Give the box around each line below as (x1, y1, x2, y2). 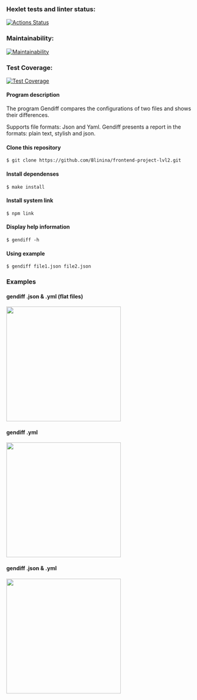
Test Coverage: (6, 63, 53, 72)
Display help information (6, 223, 70, 231)
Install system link (6, 197, 54, 204)
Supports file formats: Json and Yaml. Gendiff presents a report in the (6, 123, 181, 130)
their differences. (6, 111, 50, 119)
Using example (6, 250, 45, 257)
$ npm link (6, 210, 34, 216)
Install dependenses (6, 170, 59, 178)
